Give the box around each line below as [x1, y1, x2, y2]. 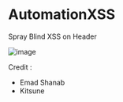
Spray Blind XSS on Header [8, 32, 97, 41]
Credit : [8, 62, 32, 72]
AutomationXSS [8, 6, 116, 24]
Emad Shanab [19, 77, 65, 87]
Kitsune [19, 85, 45, 96]
